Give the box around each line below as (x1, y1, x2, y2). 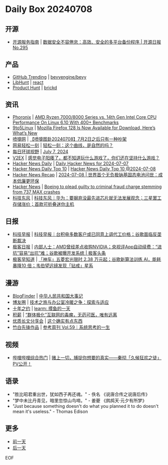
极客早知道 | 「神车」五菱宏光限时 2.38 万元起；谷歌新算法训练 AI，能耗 (12, 257, 161, 263)
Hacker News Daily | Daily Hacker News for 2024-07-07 (12, 160, 129, 166)
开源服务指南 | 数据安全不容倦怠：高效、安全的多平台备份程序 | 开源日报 (12, 39, 161, 45)
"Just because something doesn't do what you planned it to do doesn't (12, 403, 159, 409)
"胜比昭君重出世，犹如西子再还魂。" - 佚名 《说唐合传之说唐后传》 (12, 391, 150, 397)
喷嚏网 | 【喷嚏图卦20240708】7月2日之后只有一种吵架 (12, 136, 127, 142)
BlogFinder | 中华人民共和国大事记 (12, 293, 83, 299)
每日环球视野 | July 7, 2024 (12, 148, 69, 154)
